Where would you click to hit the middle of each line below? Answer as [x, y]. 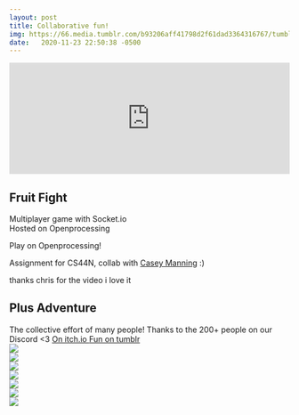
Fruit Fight [38, 197]
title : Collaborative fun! [59, 26]
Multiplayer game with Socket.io [68, 219]
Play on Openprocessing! [56, 246]
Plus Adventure [53, 308]
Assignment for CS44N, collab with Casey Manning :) [107, 263]
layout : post [33, 17]
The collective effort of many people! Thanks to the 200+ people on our [141, 330]
